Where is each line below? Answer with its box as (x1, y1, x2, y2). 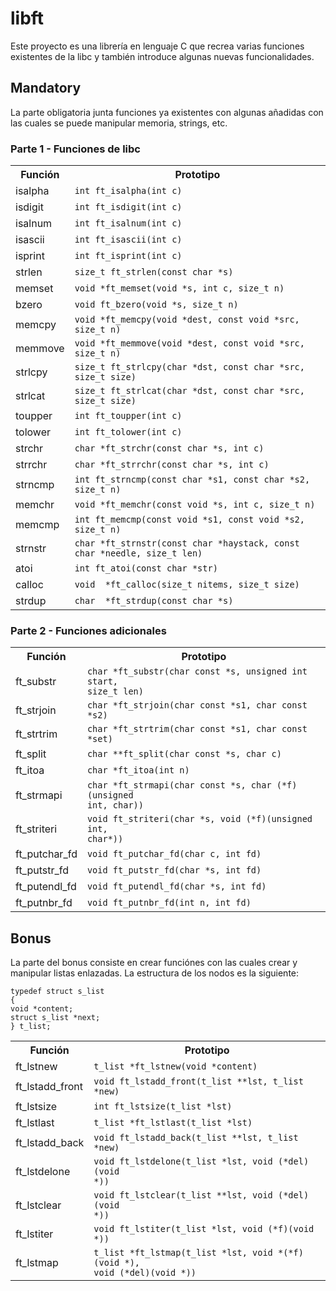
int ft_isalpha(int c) (74, 185, 183, 197)
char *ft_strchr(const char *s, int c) (74, 443, 265, 454)
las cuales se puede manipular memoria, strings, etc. (10, 117, 228, 129)
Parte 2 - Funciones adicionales (10, 623, 167, 637)
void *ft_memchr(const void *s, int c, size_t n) (74, 499, 316, 511)
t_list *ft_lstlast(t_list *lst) (93, 1117, 253, 1129)
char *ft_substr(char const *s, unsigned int (86, 666, 308, 677)
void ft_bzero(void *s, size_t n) (74, 299, 239, 311)
